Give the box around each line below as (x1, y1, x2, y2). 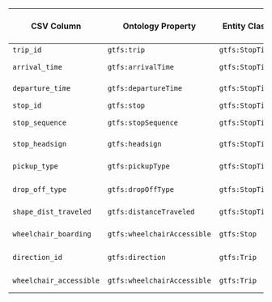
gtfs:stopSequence (107, 118, 179, 127)
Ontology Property (122, 20, 197, 32)
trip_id (12, 45, 42, 54)
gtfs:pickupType (107, 162, 170, 171)
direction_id (12, 253, 63, 262)
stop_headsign (12, 139, 67, 148)
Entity (222, 20, 246, 32)
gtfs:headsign (107, 139, 162, 148)
